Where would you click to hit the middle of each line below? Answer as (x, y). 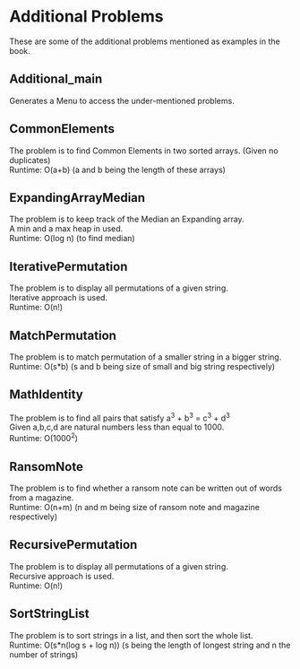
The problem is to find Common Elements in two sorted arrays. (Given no (144, 151)
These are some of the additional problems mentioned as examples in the (145, 41)
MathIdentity (46, 395)
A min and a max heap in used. (66, 229)
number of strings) (44, 654)
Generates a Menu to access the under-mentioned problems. (122, 100)
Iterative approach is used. (59, 298)
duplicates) (30, 160)
